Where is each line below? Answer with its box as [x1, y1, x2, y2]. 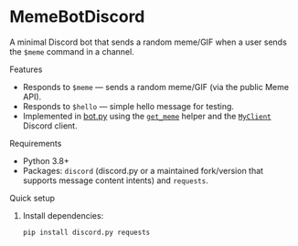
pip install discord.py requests [22, 228, 151, 237]
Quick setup [9, 192, 55, 203]
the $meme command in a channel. [9, 46, 134, 56]
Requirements [9, 138, 62, 149]
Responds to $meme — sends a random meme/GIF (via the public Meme [22, 81, 290, 92]
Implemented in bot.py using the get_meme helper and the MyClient [22, 110, 271, 121]
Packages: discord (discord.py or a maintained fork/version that [22, 165, 263, 176]
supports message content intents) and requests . [22, 175, 208, 186]
